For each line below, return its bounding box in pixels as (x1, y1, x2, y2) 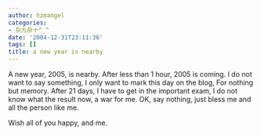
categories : (8, 19, 47, 27)
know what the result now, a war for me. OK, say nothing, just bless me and (8, 95, 252, 104)
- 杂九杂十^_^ (8, 26, 49, 34)
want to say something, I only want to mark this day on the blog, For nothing (8, 78, 253, 87)
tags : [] (8, 41, 37, 49)
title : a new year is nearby (8, 48, 103, 56)
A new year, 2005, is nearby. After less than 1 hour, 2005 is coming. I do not (8, 70, 252, 78)
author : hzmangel (8, 11, 65, 20)
